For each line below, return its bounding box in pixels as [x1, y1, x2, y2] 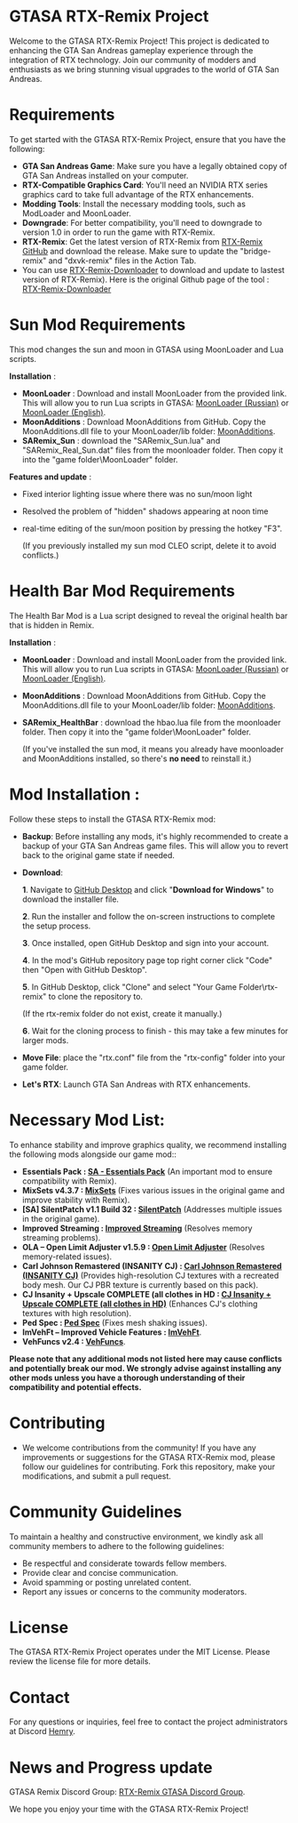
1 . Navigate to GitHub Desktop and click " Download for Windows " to [21, 884, 274, 895]
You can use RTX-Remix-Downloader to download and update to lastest [21, 264, 286, 275]
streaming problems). [21, 1232, 101, 1242]
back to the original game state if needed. [21, 849, 176, 860]
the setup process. [21, 920, 91, 931]
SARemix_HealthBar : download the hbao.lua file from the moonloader [21, 717, 281, 727]
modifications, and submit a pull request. [21, 1470, 171, 1482]
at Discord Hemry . [9, 1726, 75, 1737]
